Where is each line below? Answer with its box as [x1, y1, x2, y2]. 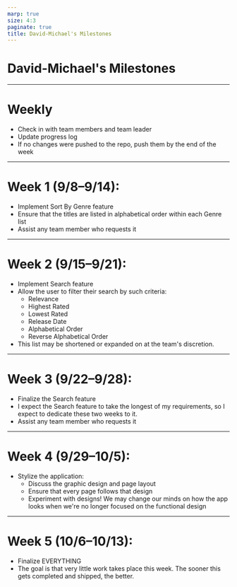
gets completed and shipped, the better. [17, 571, 135, 580]
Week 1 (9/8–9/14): [7, 179, 120, 195]
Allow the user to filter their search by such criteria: [17, 287, 167, 296]
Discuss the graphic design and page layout [28, 479, 157, 488]
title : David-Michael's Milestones [7, 30, 112, 37]
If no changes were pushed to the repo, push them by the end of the [17, 140, 217, 149]
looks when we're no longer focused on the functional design [28, 501, 207, 510]
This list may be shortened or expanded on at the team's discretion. [17, 340, 214, 348]
